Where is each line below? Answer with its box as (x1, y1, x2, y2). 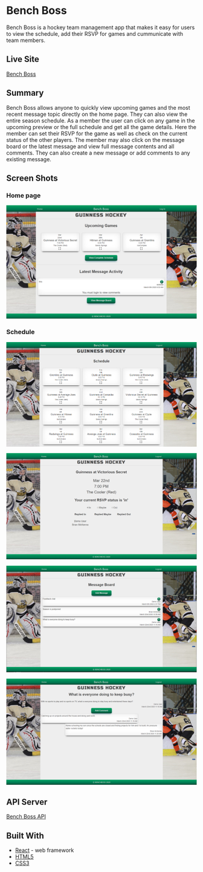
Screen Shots (6, 173, 59, 183)
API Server (6, 797, 48, 807)
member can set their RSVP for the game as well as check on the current (6, 130, 188, 137)
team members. (6, 36, 45, 44)
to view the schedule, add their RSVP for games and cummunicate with (6, 30, 183, 37)
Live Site (6, 54, 39, 64)
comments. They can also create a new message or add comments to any (6, 149, 190, 156)
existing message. (6, 155, 51, 163)
